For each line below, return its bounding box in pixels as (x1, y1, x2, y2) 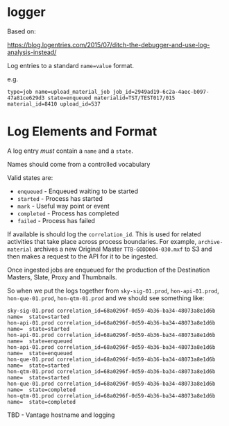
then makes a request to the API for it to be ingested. (7, 252, 158, 261)
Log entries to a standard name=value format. (7, 61, 134, 69)
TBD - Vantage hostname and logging (7, 411, 115, 419)
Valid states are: (7, 173, 53, 181)
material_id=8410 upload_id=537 (7, 100, 101, 108)
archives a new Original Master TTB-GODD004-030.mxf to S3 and (33, 245, 212, 253)
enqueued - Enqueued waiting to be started (17, 187, 139, 195)
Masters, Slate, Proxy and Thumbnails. (7, 272, 117, 281)
